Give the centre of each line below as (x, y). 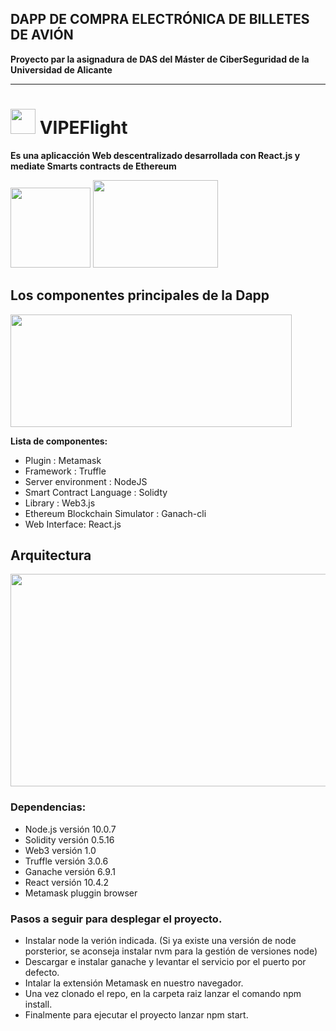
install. (38, 1004)
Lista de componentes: (59, 441)
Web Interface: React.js (73, 524)
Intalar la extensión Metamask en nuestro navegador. (134, 983)
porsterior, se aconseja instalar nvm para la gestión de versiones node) (171, 951)
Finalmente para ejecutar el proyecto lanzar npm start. (136, 1014)
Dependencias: (48, 807)
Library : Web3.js (60, 503)
